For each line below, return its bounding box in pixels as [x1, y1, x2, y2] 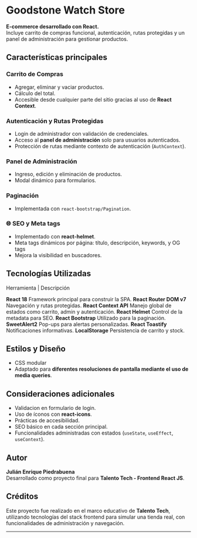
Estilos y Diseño [6, 344, 66, 354]
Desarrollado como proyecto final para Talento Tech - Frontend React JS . [6, 475, 185, 482]
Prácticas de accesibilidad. [14, 417, 80, 424]
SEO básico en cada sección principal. [14, 423, 108, 431]
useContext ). [14, 436, 45, 443]
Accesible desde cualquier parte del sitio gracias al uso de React [14, 96, 172, 103]
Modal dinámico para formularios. [14, 177, 97, 184]
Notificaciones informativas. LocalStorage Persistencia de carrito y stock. [6, 327, 185, 334]
